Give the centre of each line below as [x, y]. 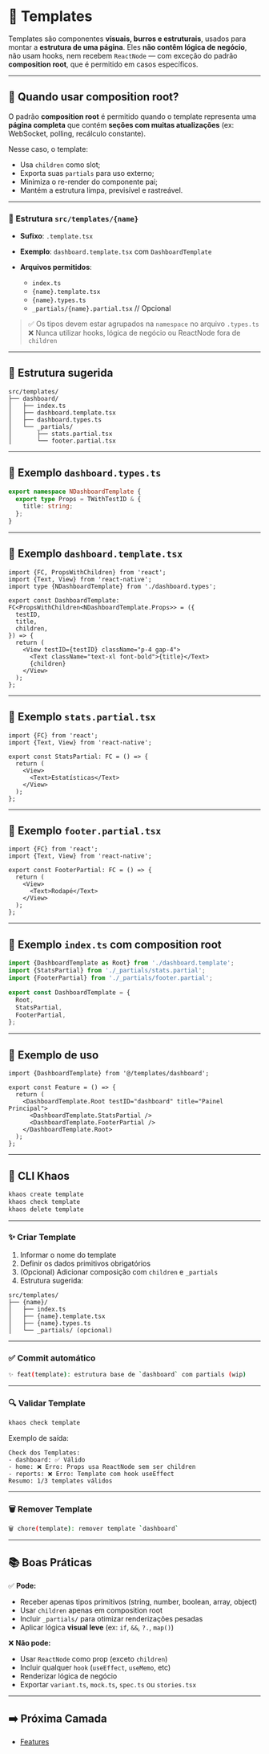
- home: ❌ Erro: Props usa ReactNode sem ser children [102, 1467]
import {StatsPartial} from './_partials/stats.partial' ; [107, 971]
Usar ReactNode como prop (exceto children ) [94, 1659]
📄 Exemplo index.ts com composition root [115, 944]
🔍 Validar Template [47, 1403]
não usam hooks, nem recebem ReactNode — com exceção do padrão [123, 55]
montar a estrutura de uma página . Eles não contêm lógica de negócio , [128, 47]
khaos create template [46, 1194]
